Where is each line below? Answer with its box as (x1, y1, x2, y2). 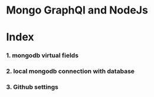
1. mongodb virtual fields (6, 51, 78, 59)
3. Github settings (6, 83, 59, 91)
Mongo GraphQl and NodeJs (6, 4, 149, 17)
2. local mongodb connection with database (6, 67, 135, 75)
